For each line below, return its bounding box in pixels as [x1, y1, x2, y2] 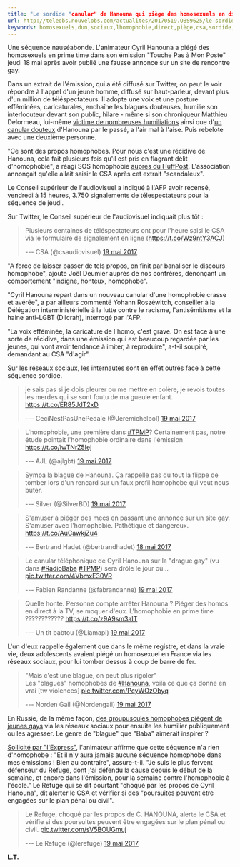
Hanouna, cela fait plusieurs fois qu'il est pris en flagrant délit [7, 154, 188, 163]
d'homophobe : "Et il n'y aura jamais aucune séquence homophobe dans [7, 751, 221, 759]
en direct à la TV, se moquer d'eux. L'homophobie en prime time [24, 607, 214, 616]
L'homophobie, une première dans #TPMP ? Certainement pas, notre [24, 428, 226, 436]
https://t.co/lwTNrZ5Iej [24, 443, 92, 452]
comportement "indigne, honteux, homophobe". [7, 276, 149, 286]
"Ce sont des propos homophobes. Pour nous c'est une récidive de [7, 147, 206, 156]
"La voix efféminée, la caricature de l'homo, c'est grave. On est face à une [7, 327, 226, 336]
